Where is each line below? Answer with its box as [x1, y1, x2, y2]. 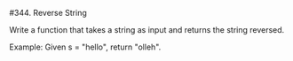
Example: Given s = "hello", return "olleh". [9, 42, 162, 52]
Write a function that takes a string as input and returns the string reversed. [9, 25, 285, 34]
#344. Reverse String [9, 8, 87, 18]
